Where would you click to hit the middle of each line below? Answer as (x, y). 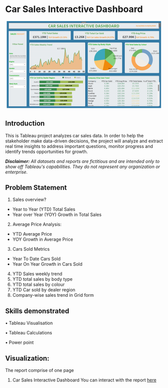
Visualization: (27, 358)
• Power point (20, 342)
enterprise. (17, 172)
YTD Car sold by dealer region (44, 290)
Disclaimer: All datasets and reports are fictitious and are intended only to (82, 161)
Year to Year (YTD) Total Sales (44, 210)
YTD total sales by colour (39, 285)
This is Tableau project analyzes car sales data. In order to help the (74, 135)
